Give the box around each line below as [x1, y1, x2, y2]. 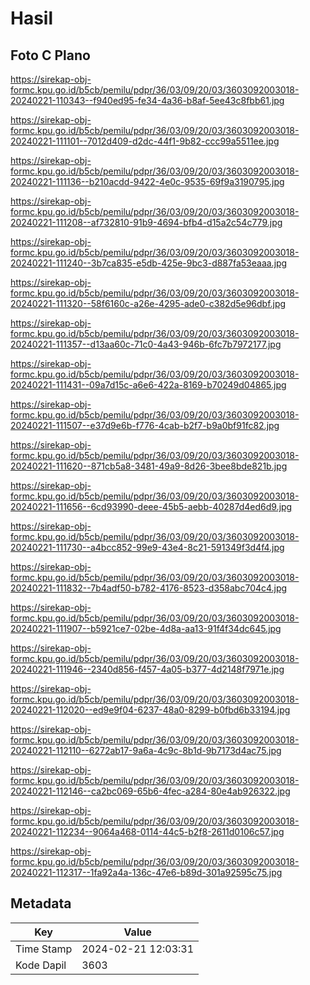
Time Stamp [15, 942, 73, 956]
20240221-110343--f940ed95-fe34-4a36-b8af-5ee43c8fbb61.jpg [10, 95, 285, 106]
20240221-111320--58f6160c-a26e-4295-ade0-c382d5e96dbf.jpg [10, 298, 287, 309]
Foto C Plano [10, 47, 91, 64]
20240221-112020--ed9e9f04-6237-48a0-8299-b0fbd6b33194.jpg [10, 704, 291, 716]
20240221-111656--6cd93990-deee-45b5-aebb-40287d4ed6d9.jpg [10, 501, 293, 512]
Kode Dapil [15, 958, 67, 972]
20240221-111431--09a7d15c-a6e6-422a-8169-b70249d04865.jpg [10, 379, 287, 391]
